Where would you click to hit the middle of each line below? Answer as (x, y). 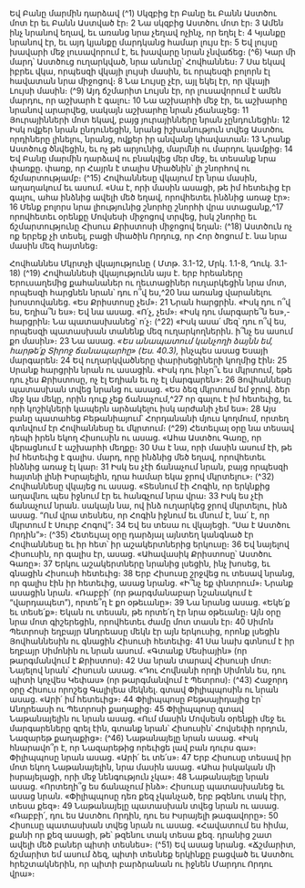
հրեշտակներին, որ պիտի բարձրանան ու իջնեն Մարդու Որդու (141, 864)
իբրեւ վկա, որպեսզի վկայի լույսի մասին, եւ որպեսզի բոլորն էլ (140, 71)
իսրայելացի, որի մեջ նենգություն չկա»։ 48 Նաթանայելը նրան (139, 777)
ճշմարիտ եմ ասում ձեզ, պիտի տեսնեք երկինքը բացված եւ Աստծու (152, 854)
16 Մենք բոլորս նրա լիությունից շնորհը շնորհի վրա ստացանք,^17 (147, 207)
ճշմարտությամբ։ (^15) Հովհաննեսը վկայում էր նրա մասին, (133, 178)
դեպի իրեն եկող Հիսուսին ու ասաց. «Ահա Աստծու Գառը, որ (136, 438)
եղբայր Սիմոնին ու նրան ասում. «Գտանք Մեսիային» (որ (128, 651)
